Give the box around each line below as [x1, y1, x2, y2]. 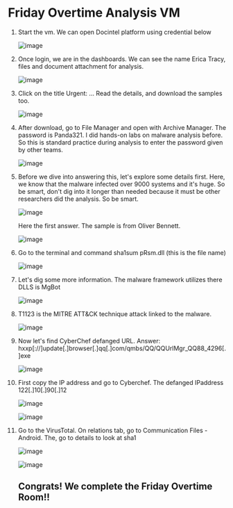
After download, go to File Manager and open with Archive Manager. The [17, 123, 227, 131]
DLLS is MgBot [17, 283, 61, 291]
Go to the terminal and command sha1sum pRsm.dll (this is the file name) [17, 248, 226, 256]
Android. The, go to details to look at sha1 [17, 433, 137, 442]
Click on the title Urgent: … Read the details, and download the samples [17, 89, 223, 97]
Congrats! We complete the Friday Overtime [17, 481, 213, 493]
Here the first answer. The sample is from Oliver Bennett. [17, 221, 181, 230]
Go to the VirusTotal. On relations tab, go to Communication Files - [17, 426, 208, 434]
